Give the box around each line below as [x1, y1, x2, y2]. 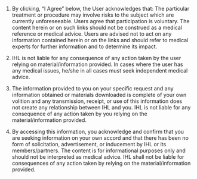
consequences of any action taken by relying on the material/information [11, 160, 191, 167]
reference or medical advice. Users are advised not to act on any [11, 30, 172, 37]
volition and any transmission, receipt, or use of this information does [11, 98, 183, 105]
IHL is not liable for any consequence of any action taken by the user [11, 55, 181, 61]
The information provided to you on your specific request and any [11, 85, 174, 92]
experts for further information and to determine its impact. [11, 43, 158, 50]
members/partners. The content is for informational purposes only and [11, 147, 186, 154]
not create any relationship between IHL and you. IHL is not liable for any [11, 104, 191, 111]
